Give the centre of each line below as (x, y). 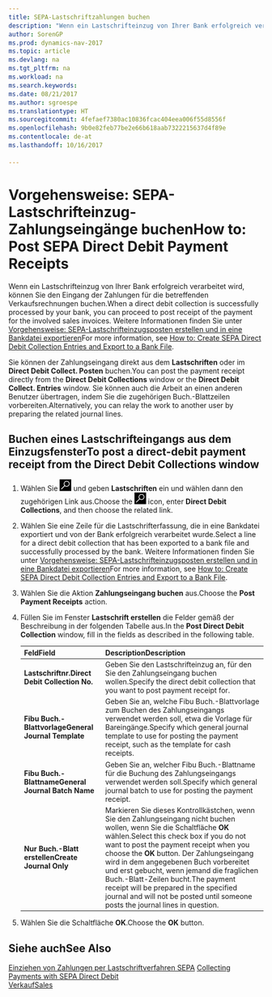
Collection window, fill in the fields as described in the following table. (137, 635)
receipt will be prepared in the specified (171, 888)
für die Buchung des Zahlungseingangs (170, 773)
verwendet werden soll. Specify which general (181, 782)
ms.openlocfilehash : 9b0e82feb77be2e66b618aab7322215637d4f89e (117, 128)
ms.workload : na (36, 77)
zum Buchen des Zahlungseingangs (165, 710)
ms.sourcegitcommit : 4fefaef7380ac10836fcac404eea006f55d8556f (117, 120)
